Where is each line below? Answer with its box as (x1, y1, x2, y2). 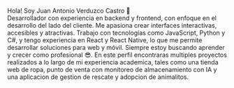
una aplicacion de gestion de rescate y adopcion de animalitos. (7, 73, 189, 81)
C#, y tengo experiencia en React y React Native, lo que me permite (7, 36, 203, 44)
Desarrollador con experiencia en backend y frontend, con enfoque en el (7, 14, 217, 22)
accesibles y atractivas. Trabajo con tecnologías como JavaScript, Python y (7, 28, 226, 37)
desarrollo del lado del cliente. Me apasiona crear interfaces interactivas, (7, 21, 217, 29)
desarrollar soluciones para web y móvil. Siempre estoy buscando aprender (7, 44, 225, 51)
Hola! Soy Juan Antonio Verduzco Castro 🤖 (7, 7, 131, 15)
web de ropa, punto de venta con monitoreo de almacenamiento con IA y (7, 66, 217, 73)
